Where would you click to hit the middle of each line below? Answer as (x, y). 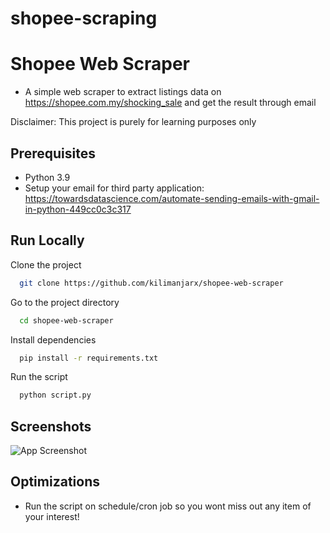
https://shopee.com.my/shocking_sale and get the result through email (170, 103)
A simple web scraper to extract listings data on (123, 92)
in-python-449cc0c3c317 (78, 209)
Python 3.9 (47, 177)
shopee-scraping (84, 18)
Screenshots (51, 426)
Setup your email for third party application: (114, 188)
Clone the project (46, 264)
